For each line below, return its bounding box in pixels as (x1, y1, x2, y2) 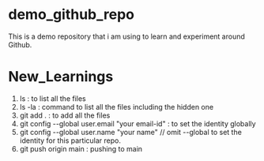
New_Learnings (8, 68, 114, 86)
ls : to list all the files (19, 93, 87, 103)
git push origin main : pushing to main (19, 144, 143, 153)
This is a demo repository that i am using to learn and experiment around (8, 32, 245, 41)
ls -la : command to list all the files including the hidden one (19, 102, 214, 111)
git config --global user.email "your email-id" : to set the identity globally (19, 118, 256, 128)
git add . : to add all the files (19, 110, 111, 120)
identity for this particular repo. (19, 136, 121, 145)
